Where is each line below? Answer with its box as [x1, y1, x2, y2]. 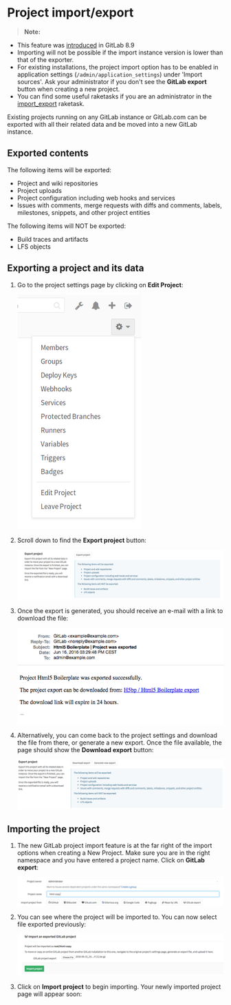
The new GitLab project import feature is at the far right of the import [16, 842, 212, 850]
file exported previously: [16, 920, 87, 928]
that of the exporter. [16, 55, 74, 63]
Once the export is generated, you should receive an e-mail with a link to [16, 606, 223, 614]
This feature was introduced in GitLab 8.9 [16, 41, 135, 49]
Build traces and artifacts [16, 235, 89, 243]
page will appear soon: [16, 990, 82, 998]
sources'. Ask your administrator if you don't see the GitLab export [16, 77, 208, 85]
